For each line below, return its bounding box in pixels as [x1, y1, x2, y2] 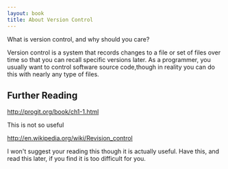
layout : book [7, 10, 45, 17]
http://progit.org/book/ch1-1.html [7, 108, 99, 116]
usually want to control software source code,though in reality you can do [7, 63, 216, 71]
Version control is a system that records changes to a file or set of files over [7, 48, 221, 57]
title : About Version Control [7, 16, 94, 23]
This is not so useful [7, 121, 64, 129]
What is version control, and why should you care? [7, 35, 150, 43]
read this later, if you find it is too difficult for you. [7, 155, 146, 163]
